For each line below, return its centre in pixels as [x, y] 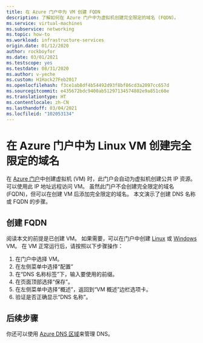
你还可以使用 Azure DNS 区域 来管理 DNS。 [60, 334]
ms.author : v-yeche [31, 74]
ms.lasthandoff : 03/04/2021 [42, 108]
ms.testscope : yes [29, 63]
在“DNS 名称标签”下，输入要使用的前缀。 [66, 274]
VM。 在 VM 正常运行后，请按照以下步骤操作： [65, 246]
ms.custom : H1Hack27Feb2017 [42, 80]
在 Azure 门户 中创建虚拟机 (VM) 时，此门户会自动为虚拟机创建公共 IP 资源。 [101, 179]
